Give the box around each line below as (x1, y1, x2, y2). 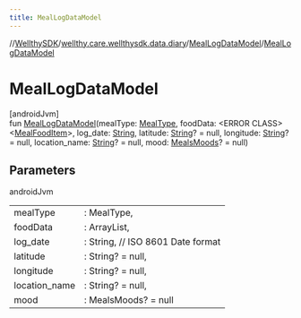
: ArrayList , (83, 221, 130, 234)
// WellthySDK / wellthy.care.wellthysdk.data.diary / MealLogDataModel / (9, 38, 264, 48)
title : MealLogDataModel (9, 13, 102, 22)
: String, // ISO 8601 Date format (83, 236, 221, 248)
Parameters (9, 162, 76, 177)
